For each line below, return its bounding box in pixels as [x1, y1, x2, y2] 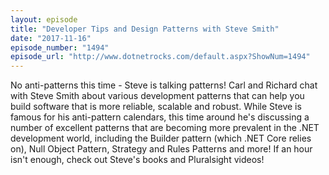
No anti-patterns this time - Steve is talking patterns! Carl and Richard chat [10, 79, 318, 91]
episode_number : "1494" [10, 42, 110, 53]
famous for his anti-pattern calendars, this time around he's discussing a [10, 111, 310, 123]
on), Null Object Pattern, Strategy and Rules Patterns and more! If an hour [10, 143, 313, 155]
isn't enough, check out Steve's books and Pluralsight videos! [10, 154, 265, 166]
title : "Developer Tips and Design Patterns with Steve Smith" [10, 24, 280, 34]
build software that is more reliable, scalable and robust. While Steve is [10, 101, 302, 113]
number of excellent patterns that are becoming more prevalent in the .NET [10, 122, 320, 134]
